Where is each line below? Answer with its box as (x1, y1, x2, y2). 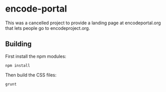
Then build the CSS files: (5, 72, 57, 78)
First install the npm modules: (5, 53, 66, 59)
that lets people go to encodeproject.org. (5, 25, 91, 31)
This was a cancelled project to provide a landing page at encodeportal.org (5, 20, 161, 26)
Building (5, 40, 32, 49)
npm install (5, 63, 30, 68)
